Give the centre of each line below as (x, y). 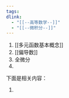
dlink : (14, 17)
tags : (13, 11)
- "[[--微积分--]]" (34, 28)
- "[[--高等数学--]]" (36, 22)
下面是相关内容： (27, 78)
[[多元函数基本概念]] (39, 45)
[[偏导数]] (26, 52)
